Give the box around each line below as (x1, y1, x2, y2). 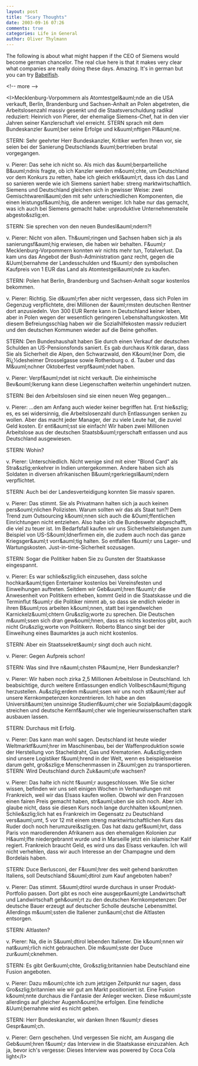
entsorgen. (6, 915, 32, 922)
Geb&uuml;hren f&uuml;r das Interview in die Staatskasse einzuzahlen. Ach (6, 1041, 189, 1047)
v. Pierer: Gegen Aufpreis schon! (6, 652, 85, 660)
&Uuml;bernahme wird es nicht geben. (6, 1005, 100, 1012)
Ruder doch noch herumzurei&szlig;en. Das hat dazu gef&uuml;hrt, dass (6, 823, 181, 830)
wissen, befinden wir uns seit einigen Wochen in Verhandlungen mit (6, 785, 171, 792)
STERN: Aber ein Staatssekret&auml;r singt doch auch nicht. (6, 641, 152, 648)
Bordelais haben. (6, 854, 47, 861)
